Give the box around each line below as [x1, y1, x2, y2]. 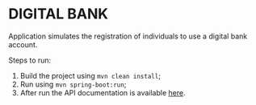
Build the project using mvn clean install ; [19, 71, 162, 80]
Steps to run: [8, 55, 52, 65]
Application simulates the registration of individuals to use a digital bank [8, 31, 248, 41]
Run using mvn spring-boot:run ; [19, 79, 127, 89]
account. [8, 39, 38, 49]
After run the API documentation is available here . [19, 87, 186, 97]
